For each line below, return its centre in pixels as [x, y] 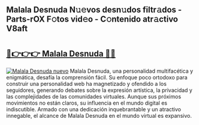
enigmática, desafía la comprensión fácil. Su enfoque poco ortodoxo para [97, 77]
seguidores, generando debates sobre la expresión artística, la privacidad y [99, 90]
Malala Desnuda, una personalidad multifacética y [132, 71]
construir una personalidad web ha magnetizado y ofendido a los [86, 84]
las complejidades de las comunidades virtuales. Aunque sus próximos [94, 96]
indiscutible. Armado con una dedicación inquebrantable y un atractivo [94, 109]
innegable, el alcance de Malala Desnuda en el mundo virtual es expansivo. [99, 116]
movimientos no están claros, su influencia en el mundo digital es [87, 103]
